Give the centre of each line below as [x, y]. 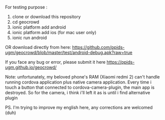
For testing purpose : [26, 7]
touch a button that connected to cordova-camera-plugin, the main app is [80, 87]
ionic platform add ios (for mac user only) [54, 32]
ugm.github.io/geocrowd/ [31, 67]
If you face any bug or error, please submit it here [55, 62]
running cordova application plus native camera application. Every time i [78, 82]
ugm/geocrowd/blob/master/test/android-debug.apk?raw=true [69, 52]
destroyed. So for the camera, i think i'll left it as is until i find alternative [78, 93]
